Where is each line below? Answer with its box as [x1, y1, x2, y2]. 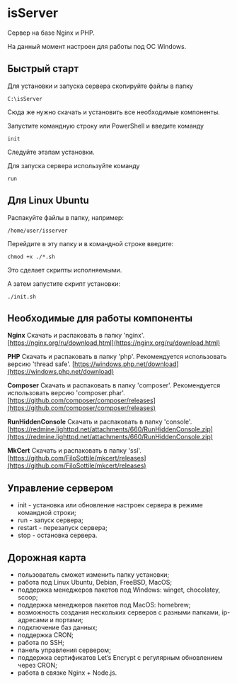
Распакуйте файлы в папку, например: [7, 213, 124, 221]
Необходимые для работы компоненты [7, 312, 193, 324]
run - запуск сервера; [17, 516, 83, 524]
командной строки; [17, 509, 76, 517]
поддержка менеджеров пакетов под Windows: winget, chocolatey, [17, 585, 221, 594]
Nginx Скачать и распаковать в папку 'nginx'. [7, 331, 145, 340]
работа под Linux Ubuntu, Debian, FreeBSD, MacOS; [17, 578, 172, 586]
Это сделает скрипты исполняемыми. [7, 265, 122, 274]
